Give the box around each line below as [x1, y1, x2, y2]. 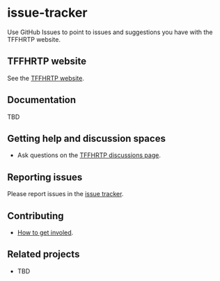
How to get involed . [17, 228, 74, 236]
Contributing [7, 210, 64, 222]
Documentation [7, 94, 77, 106]
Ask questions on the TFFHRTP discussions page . [17, 151, 162, 159]
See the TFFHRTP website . [7, 74, 85, 82]
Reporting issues [7, 171, 83, 183]
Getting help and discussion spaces [7, 132, 166, 144]
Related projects [7, 248, 80, 260]
